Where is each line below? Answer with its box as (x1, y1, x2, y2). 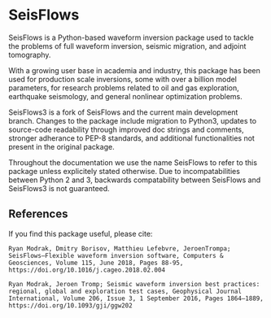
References (8, 207, 68, 221)
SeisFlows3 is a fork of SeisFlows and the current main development (8, 107, 238, 117)
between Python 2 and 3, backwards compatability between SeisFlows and (8, 175, 261, 185)
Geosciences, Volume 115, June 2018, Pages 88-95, (8, 259, 184, 267)
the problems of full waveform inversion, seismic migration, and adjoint (8, 41, 247, 50)
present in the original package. (8, 142, 116, 151)
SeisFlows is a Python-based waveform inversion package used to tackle (8, 33, 254, 42)
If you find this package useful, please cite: (8, 229, 153, 238)
